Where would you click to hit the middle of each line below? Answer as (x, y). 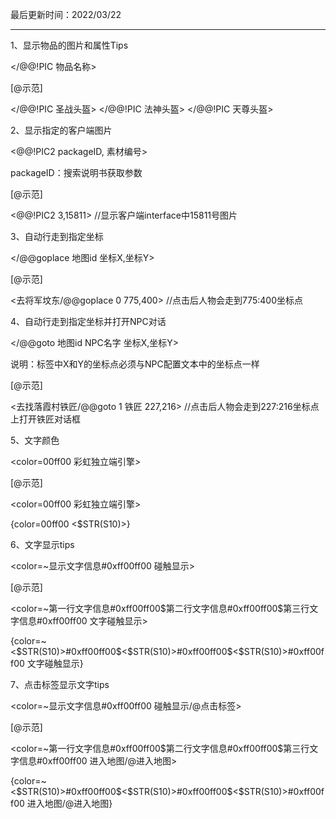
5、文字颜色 (35, 440)
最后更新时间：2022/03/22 (66, 14)
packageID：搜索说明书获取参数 (76, 172)
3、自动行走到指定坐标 (57, 236)
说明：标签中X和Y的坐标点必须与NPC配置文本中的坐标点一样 (135, 364)
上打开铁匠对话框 (45, 419)
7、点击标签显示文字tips (60, 684)
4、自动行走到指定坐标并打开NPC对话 (88, 321)
